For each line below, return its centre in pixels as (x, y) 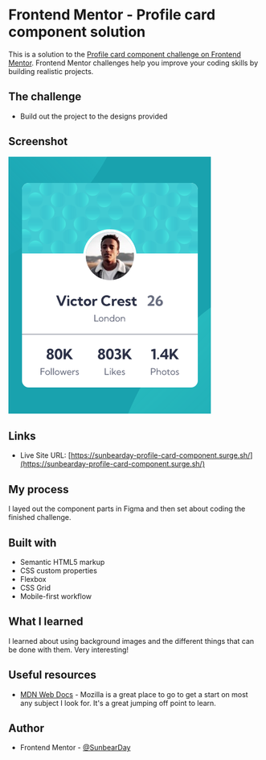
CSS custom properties (59, 571)
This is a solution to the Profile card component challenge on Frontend (125, 54)
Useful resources (52, 675)
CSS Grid (35, 588)
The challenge (45, 97)
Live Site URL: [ (45, 455)
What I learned (46, 622)
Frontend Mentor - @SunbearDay (75, 748)
